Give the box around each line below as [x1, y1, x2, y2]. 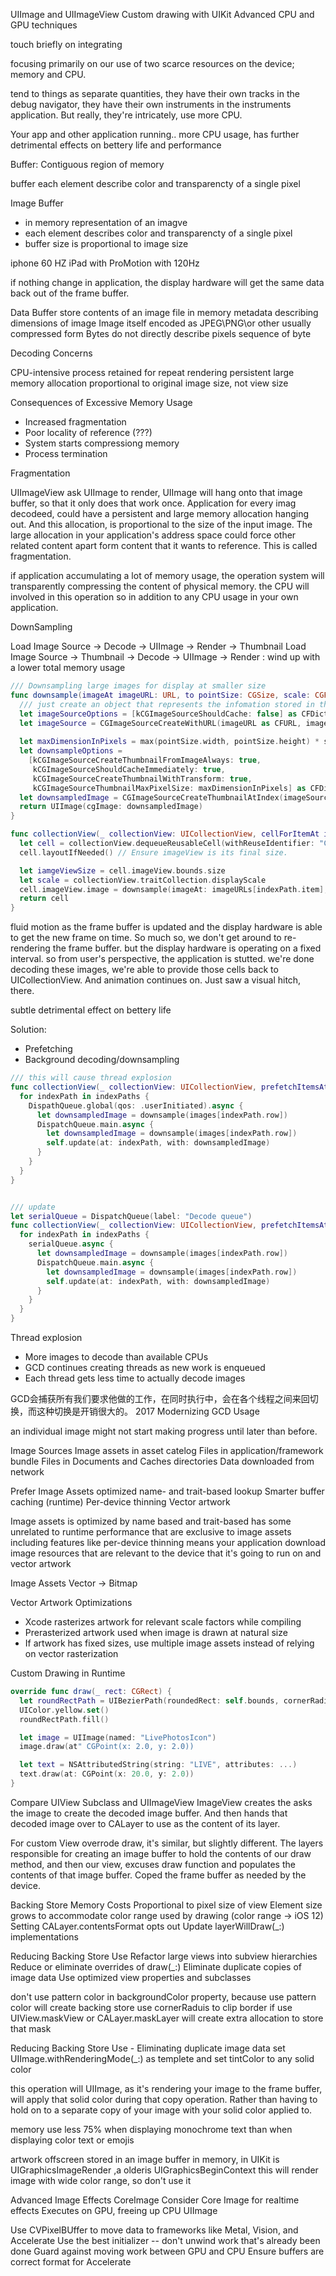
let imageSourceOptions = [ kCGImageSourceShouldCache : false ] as [19, 709, 298, 719]
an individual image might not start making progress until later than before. [10, 1425, 318, 1437]
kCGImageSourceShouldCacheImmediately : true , [32, 764, 226, 774]
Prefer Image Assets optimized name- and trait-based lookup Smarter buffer [10, 1485, 325, 1497]
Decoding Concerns [10, 347, 93, 359]
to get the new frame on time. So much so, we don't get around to [10, 932, 282, 944]
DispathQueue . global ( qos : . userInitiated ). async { [28, 1100, 244, 1111]
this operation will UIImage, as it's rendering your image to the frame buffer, [10, 2082, 323, 2094]
